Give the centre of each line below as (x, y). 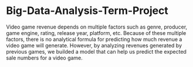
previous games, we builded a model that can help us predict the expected (96, 51)
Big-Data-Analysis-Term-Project (87, 11)
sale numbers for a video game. (45, 58)
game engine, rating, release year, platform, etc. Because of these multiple (96, 33)
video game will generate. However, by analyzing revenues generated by (94, 45)
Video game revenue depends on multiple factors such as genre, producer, (97, 27)
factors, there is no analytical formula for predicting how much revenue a (94, 39)
